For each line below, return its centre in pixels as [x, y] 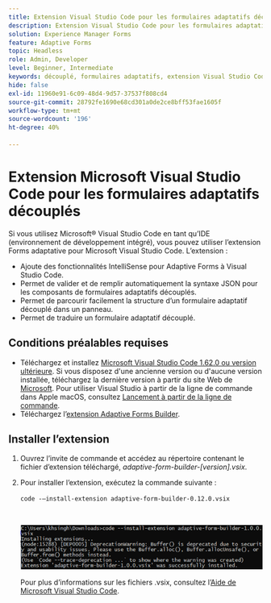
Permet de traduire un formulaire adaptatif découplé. [108, 318]
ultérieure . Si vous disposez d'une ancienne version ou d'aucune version [141, 371]
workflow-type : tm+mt [45, 110]
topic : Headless [35, 51]
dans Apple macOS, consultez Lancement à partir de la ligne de [126, 397]
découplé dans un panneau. [67, 309]
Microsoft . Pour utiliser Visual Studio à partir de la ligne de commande [136, 388]
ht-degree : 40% [34, 128]
